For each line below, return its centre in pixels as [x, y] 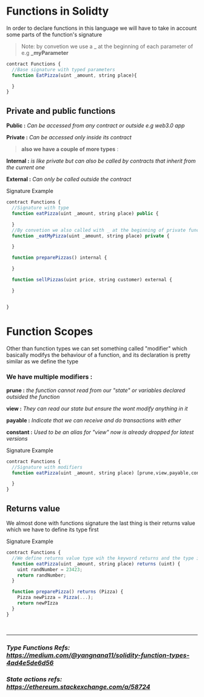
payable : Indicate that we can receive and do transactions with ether [94, 420]
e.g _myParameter [45, 52]
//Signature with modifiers [47, 467]
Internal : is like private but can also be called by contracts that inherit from [101, 161]
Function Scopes [49, 331]
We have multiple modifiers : [49, 377]
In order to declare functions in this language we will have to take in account [102, 28]
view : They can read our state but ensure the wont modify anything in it [97, 408]
